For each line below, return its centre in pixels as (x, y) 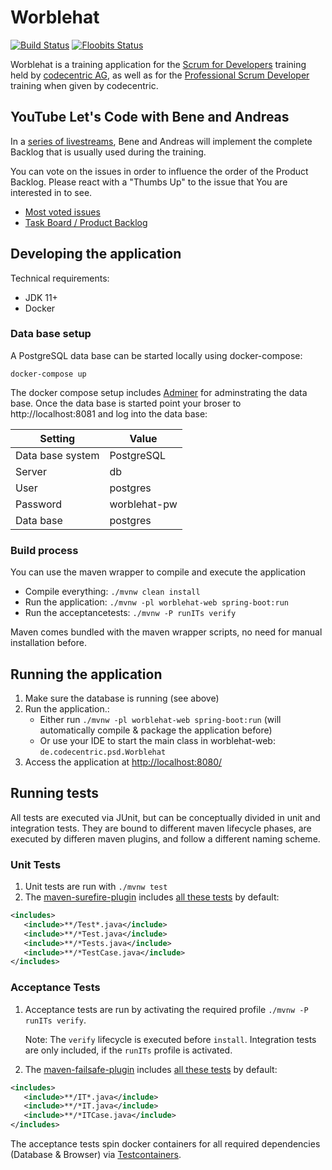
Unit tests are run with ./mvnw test (96, 887)
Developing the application (96, 254)
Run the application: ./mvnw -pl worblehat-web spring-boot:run (157, 602)
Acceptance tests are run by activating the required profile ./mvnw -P (166, 1009)
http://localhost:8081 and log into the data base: (109, 413)
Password (39, 504)
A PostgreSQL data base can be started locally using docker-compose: (156, 355)
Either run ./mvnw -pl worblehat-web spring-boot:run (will (160, 719)
